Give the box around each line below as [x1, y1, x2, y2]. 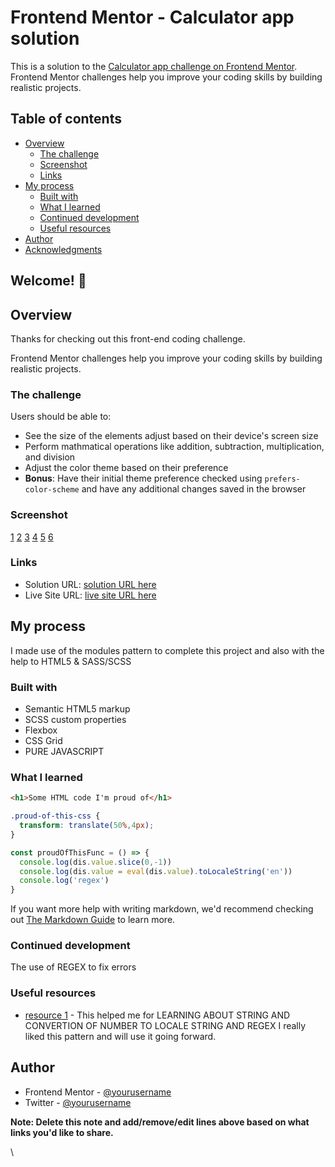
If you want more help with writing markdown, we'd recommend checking [10, 903, 314, 915]
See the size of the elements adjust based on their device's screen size [24, 430, 319, 442]
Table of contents [10, 111, 122, 128]
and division [24, 451, 76, 463]
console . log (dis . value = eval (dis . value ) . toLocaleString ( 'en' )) [19, 866, 293, 876]
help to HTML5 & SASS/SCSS [10, 655, 132, 667]
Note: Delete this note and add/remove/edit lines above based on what [10, 1116, 310, 1128]
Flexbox [24, 724, 58, 736]
